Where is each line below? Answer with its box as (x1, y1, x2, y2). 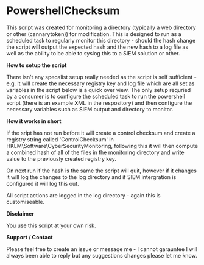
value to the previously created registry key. (6, 155, 117, 162)
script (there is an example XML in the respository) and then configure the (6, 99, 192, 107)
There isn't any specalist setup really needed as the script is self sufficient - (6, 73, 197, 80)
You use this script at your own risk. (6, 222, 96, 229)
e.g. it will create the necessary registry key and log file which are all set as (6, 80, 195, 87)
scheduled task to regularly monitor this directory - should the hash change (6, 37, 196, 44)
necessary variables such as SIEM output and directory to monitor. (6, 105, 174, 113)
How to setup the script (6, 62, 67, 69)
